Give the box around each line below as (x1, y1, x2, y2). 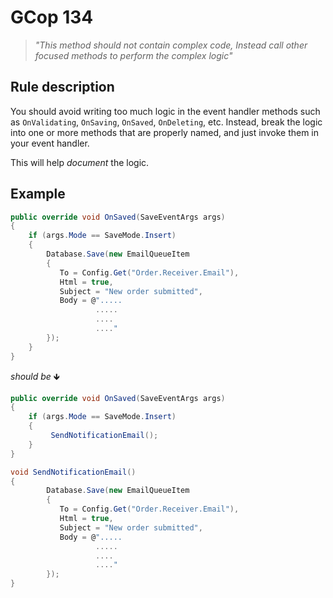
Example (10, 186, 66, 203)
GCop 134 (10, 6, 94, 29)
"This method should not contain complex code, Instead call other (34, 39, 308, 51)
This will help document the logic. (10, 156, 150, 168)
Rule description (10, 79, 115, 96)
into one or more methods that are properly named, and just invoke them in (10, 126, 320, 138)
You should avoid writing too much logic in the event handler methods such (10, 105, 321, 117)
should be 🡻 (10, 370, 60, 382)
